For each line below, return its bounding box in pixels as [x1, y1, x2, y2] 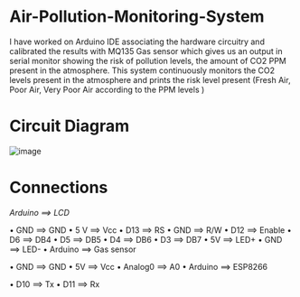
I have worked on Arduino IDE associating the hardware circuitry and [9, 36, 265, 47]
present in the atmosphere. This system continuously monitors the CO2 [9, 65, 276, 76]
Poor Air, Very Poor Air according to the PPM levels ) [9, 84, 205, 95]
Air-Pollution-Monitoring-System [9, 6, 265, 27]
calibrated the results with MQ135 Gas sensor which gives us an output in [9, 45, 283, 56]
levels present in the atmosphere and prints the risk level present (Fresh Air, [9, 74, 291, 85]
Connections [9, 178, 108, 198]
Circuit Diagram [9, 116, 129, 136]
